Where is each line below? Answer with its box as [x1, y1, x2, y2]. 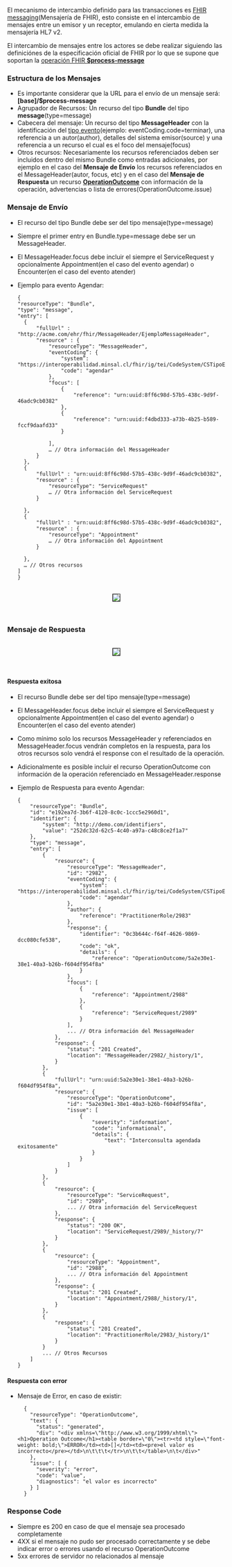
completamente [17, 1530, 62, 1538]
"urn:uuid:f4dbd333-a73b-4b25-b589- [113, 416, 220, 423]
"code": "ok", [79, 943, 121, 950]
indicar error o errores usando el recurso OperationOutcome [17, 1544, 190, 1552]
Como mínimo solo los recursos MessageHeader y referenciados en [17, 735, 212, 743]
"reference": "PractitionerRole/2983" [79, 912, 192, 919]
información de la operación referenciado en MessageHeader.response [17, 770, 222, 778]
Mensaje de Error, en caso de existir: [17, 1392, 123, 1400]
